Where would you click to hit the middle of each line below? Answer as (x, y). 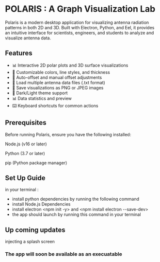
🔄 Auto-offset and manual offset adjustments (57, 77)
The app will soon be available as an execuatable (64, 254)
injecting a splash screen (30, 242)
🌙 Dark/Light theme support (40, 93)
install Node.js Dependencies (41, 204)
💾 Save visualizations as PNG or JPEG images (58, 87)
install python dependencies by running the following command (76, 199)
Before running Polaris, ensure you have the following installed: (68, 134)
